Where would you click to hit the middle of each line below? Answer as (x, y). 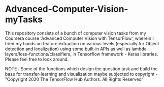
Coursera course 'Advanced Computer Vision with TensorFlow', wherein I (80, 38)
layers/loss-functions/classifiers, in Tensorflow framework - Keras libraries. (82, 54)
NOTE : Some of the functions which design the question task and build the (82, 69)
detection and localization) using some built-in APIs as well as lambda (76, 49)
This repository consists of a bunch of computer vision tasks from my (76, 33)
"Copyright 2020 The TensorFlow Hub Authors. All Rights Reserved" (74, 79)
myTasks (24, 19)
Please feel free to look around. (37, 59)
